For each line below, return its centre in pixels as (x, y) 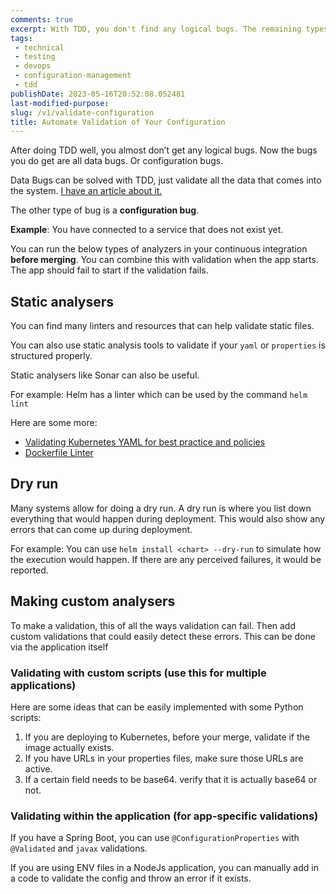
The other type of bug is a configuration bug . (105, 210)
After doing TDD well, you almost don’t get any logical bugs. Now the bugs (164, 150)
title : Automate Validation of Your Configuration (118, 122)
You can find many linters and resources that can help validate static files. (162, 326)
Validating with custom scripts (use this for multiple (138, 673)
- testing (35, 57)
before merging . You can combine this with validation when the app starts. (164, 260)
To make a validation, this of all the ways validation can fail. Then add (153, 625)
